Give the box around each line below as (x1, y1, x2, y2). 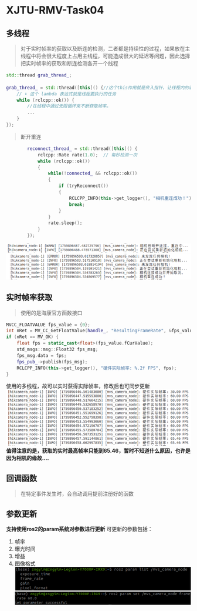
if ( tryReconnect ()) (58, 183, 109, 189)
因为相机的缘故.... (6, 454, 49, 462)
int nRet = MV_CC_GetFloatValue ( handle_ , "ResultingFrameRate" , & (6, 328, 172, 334)
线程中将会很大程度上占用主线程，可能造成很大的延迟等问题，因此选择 (20, 52, 191, 59)
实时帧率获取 (6, 292, 53, 303)
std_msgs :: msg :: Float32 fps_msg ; (16, 346, 98, 353)
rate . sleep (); (47, 220, 83, 226)
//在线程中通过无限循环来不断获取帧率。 (27, 103, 111, 109)
